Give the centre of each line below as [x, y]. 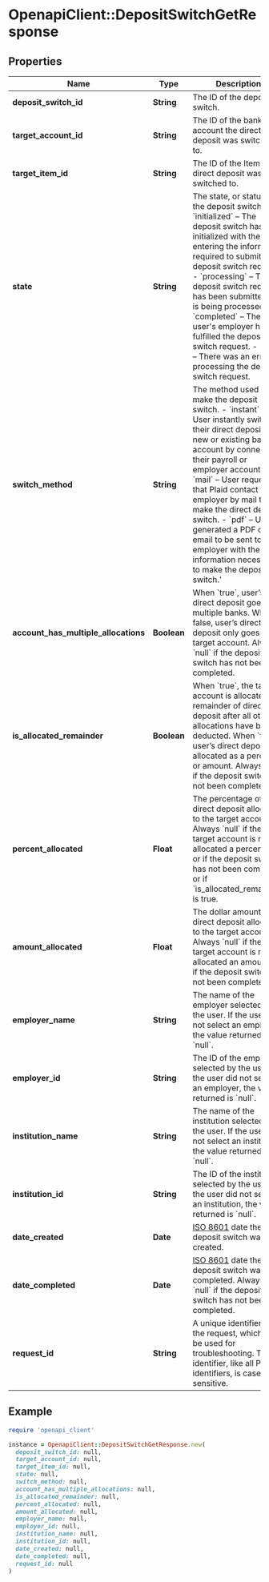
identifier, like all [223, 1363]
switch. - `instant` [226, 410]
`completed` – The [227, 316]
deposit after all [222, 716]
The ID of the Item [226, 163]
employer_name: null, [52, 1519]
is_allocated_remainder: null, [68, 1496]
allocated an [215, 962]
